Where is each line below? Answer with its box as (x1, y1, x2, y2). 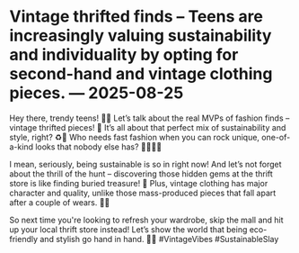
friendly (9, 233, 39, 244)
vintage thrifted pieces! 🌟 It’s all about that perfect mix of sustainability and (9, 122, 286, 132)
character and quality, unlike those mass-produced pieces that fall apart (9, 187, 277, 198)
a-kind (9, 141, 34, 152)
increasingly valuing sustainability (9, 25, 272, 46)
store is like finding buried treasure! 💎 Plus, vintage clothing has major (9, 177, 268, 188)
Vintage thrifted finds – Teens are (9, 6, 263, 27)
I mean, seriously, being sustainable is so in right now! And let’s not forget (9, 158, 282, 169)
